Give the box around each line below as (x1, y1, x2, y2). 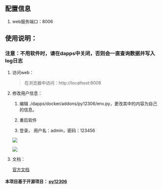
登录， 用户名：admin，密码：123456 (19, 127, 95, 133)
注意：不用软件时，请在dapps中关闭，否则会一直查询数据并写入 (5, 50, 155, 57)
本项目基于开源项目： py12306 (5, 179, 67, 185)
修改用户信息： (12, 90, 42, 96)
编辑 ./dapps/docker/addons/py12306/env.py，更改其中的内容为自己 (19, 101, 158, 106)
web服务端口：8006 (12, 19, 53, 24)
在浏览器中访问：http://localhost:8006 (24, 80, 101, 85)
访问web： (12, 69, 34, 75)
